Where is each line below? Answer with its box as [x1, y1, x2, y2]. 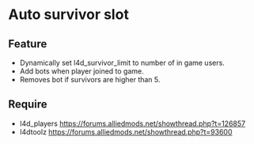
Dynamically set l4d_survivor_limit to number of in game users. [19, 58, 226, 67]
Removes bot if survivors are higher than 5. [19, 75, 161, 84]
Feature [8, 37, 47, 51]
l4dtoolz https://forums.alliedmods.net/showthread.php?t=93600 [19, 127, 233, 136]
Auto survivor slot [8, 6, 129, 24]
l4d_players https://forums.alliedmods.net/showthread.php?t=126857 [19, 119, 246, 128]
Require [8, 97, 47, 112]
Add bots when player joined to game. [19, 66, 144, 76]
